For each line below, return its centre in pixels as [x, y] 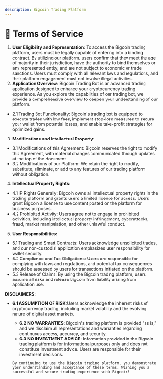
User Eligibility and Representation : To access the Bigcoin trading [79, 47]
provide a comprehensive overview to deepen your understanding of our [85, 99]
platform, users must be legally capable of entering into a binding [78, 52]
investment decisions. [41, 354]
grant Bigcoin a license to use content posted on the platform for [77, 203]
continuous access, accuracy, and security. [63, 333]
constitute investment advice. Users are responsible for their [80, 349]
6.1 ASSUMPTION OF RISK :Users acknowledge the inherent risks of [80, 303]
